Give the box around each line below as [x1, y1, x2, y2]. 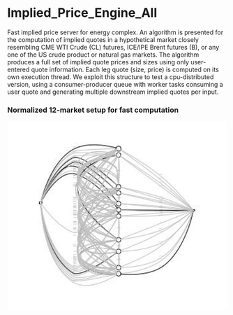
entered [7, 65, 30, 73]
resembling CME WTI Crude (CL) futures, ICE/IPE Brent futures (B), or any [7, 43, 220, 51]
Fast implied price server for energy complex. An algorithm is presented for [7, 28, 224, 36]
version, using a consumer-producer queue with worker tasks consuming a [7, 80, 223, 88]
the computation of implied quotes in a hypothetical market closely [7, 35, 199, 43]
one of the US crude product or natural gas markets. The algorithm [7, 50, 200, 59]
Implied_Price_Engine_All [7, 5, 158, 21]
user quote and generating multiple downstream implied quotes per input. [7, 87, 219, 96]
